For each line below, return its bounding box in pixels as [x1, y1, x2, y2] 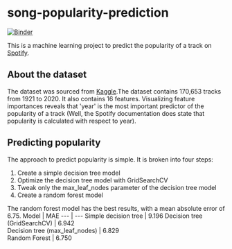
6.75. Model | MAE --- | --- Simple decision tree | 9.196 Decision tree [7, 212, 203, 220]
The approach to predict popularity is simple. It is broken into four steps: [7, 155, 213, 164]
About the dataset [7, 69, 87, 80]
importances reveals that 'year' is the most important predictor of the [7, 102, 204, 110]
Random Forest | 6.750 [7, 234, 73, 242]
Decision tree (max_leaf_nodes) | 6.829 [7, 226, 120, 234]
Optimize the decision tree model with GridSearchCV [17, 175, 168, 184]
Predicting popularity [7, 137, 101, 148]
